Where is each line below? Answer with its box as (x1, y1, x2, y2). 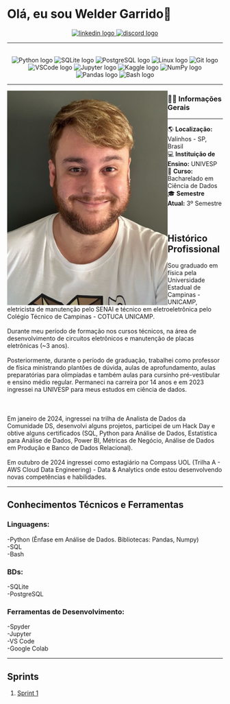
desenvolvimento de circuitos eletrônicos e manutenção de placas (7, 334, 194, 342)
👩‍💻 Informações (167, 94, 222, 104)
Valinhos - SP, (167, 135, 207, 143)
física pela (167, 269, 197, 277)
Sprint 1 (16, 689, 39, 697)
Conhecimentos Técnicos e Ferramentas (7, 499, 184, 511)
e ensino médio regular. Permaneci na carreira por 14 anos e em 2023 (7, 378, 204, 386)
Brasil (167, 142, 183, 150)
